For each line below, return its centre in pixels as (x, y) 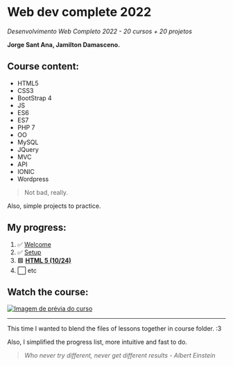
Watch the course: (48, 292)
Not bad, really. (46, 192)
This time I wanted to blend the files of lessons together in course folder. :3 (114, 329)
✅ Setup (29, 252)
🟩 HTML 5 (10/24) (44, 260)
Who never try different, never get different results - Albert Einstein (120, 356)
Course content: (43, 67)
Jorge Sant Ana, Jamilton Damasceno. (63, 44)
